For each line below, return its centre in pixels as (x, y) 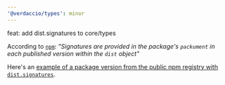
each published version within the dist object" (74, 53)
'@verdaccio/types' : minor (46, 13)
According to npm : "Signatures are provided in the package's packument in (111, 46)
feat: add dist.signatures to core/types (61, 33)
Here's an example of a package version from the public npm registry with (113, 66)
